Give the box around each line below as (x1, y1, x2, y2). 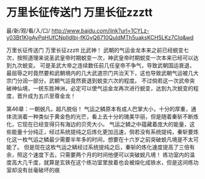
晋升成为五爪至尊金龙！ (16, 92, 76, 100)
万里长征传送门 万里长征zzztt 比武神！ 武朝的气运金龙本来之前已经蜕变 (6, 46, 184, 54)
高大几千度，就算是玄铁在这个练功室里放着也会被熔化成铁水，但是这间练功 (11, 158, 199, 166)
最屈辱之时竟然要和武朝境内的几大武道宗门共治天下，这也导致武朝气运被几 (6, 69, 193, 76)
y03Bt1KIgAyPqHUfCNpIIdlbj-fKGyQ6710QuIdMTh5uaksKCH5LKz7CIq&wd (6, 34, 194, 41)
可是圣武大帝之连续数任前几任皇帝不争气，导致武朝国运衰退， (39, 62, 195, 69)
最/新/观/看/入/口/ (6, 27, 51, 34)
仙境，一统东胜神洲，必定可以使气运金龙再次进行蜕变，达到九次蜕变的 (16, 84, 193, 92)
